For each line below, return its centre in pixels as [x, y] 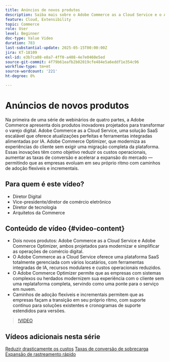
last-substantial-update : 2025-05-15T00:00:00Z [56, 48]
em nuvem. [24, 289]
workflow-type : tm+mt [28, 67]
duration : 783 [20, 43]
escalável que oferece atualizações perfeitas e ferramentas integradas [79, 136]
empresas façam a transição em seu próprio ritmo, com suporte [79, 300]
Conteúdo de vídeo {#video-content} [65, 229]
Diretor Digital [27, 196]
